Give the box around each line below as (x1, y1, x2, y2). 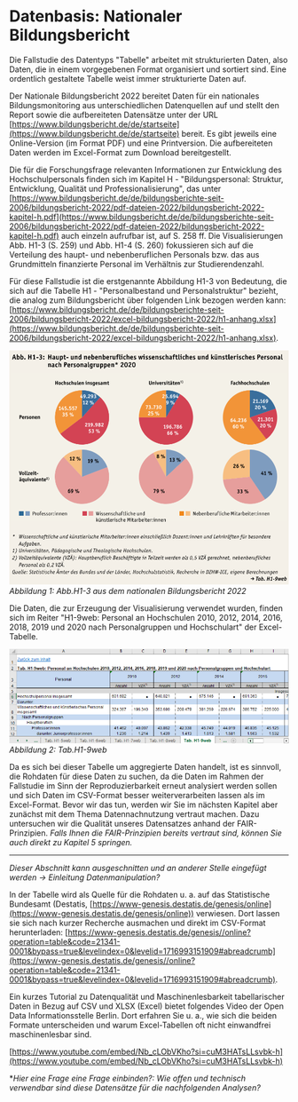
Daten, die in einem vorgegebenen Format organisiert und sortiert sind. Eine (9, 64, 286, 75)
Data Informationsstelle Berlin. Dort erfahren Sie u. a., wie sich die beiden (9, 1010, 278, 1020)
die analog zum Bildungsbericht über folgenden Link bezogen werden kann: (9, 295, 286, 305)
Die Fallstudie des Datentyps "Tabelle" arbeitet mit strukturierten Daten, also (9, 54, 288, 65)
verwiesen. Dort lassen (195, 908, 280, 918)
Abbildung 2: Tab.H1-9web (9, 744, 108, 755)
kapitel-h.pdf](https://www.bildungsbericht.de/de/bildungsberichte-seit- (9, 211, 275, 222)
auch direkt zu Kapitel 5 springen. (9, 836, 133, 847)
